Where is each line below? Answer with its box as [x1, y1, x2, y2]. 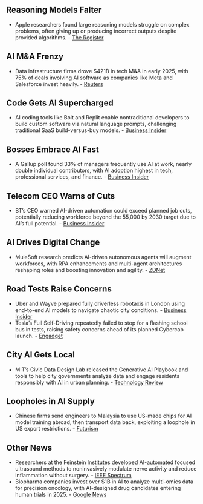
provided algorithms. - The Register [14, 33, 104, 41]
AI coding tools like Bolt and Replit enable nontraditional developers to [14, 114, 190, 121]
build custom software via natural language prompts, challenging [14, 121, 177, 128]
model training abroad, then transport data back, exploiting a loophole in [14, 419, 195, 426]
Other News [6, 442, 53, 453]
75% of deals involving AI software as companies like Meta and [14, 74, 173, 81]
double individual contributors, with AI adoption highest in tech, [14, 167, 173, 174]
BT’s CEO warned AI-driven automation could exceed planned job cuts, [14, 207, 192, 214]
